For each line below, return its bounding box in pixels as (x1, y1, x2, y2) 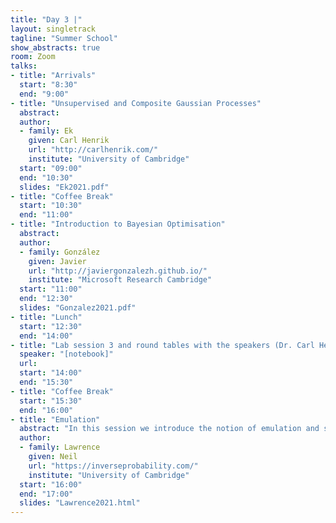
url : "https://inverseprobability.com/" (28, 461, 199, 471)
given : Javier (28, 256, 87, 266)
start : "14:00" (19, 368, 83, 378)
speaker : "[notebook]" (19, 349, 114, 360)
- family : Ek (19, 126, 74, 136)
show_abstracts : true (10, 42, 101, 53)
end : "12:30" (19, 294, 74, 304)
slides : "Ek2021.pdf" (19, 182, 110, 192)
